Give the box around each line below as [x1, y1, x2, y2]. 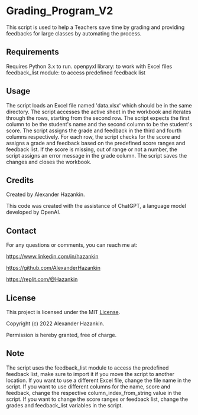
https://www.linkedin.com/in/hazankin [6, 253, 99, 260]
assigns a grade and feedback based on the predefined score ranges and [6, 139, 186, 146]
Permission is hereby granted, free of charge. [6, 332, 117, 338]
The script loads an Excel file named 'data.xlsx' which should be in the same [6, 102, 192, 109]
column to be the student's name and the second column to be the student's [6, 120, 193, 128]
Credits [6, 175, 34, 185]
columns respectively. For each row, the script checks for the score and [6, 133, 181, 140]
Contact [6, 226, 37, 236]
